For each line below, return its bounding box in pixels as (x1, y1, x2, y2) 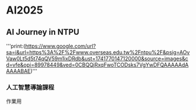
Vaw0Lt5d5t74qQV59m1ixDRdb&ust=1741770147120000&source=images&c (6, 55, 189, 62)
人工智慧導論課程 (6, 83, 55, 91)
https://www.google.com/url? (25, 42, 96, 49)
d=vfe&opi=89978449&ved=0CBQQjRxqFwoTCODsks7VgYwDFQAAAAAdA (6, 61, 189, 68)
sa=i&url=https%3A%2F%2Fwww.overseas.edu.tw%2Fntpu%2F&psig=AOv (6, 49, 190, 56)
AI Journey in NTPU (6, 27, 80, 37)
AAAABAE (6, 68, 31, 74)
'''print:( (6, 42, 25, 49)
